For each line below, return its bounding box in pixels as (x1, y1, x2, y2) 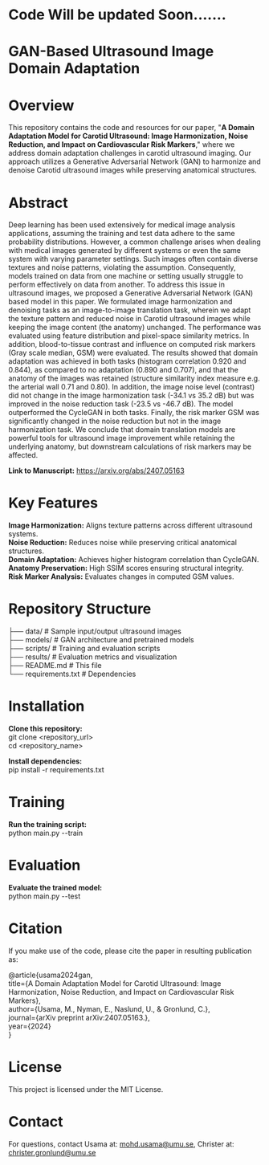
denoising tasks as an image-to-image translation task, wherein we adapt (8, 305, 251, 315)
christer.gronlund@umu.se (8, 1147, 96, 1157)
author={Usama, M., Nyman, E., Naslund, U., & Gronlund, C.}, (8, 1004, 210, 1013)
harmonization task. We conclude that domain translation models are (8, 425, 236, 434)
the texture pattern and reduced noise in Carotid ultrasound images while (8, 314, 251, 324)
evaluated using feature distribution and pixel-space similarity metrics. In (8, 331, 250, 340)
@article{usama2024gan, (8, 970, 93, 980)
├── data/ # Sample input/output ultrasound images (8, 626, 182, 636)
